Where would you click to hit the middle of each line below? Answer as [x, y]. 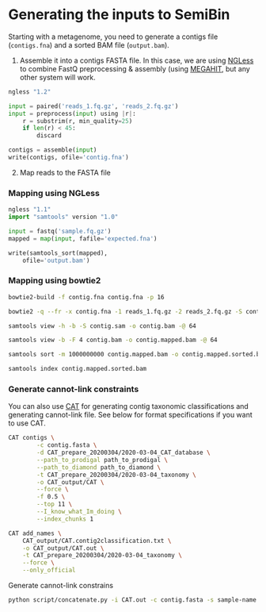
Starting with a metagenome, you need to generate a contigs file [113, 37]
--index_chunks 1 [65, 519]
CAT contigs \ [32, 438]
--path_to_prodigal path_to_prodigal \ [103, 460]
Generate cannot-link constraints [74, 389]
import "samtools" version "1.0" [63, 217]
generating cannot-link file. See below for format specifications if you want [131, 415]
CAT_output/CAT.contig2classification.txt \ [97, 541]
